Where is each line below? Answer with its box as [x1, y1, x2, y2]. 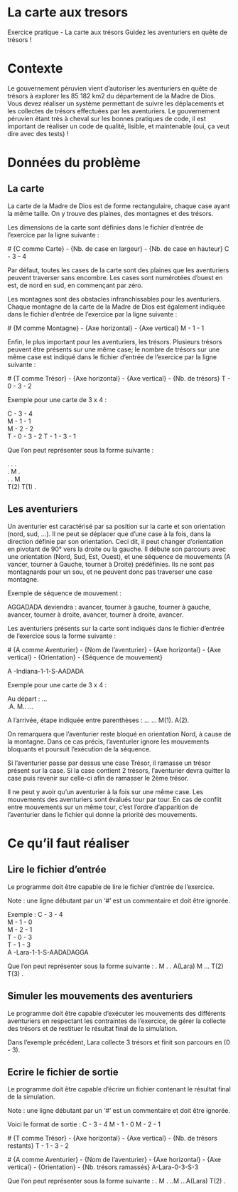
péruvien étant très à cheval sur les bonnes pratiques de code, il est [7, 114, 206, 123]
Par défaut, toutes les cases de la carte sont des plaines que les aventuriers [7, 265, 229, 274]
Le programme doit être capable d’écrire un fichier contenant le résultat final [7, 1085, 231, 1094]
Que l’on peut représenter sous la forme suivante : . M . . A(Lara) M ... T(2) [7, 962, 224, 970]
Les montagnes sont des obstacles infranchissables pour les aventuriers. [7, 294, 222, 303]
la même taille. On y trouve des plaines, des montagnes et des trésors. [7, 209, 214, 217]
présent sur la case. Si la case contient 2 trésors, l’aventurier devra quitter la [7, 766, 231, 774]
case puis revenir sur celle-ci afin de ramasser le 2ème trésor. [7, 774, 189, 782]
